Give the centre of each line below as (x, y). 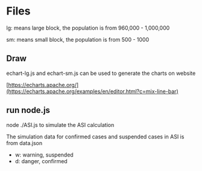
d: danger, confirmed (41, 161)
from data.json (24, 143)
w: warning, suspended (44, 155)
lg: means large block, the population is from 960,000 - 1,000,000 (88, 28)
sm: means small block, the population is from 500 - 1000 (78, 39)
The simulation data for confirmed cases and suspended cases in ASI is (95, 137)
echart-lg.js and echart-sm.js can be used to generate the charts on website (101, 73)
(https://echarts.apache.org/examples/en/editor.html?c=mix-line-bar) (93, 91)
